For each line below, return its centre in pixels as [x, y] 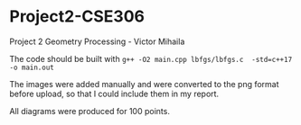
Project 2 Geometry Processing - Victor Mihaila [97, 41]
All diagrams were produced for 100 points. [89, 111]
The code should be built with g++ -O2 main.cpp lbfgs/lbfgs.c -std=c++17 [151, 58]
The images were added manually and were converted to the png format [144, 84]
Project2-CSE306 [77, 17]
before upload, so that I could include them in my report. [114, 94]
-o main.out [32, 67]
